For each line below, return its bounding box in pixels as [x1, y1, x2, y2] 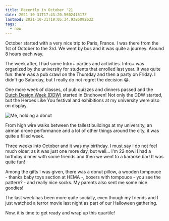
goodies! [5, 185, 24, 191]
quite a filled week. [5, 133, 44, 139]
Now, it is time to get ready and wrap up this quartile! [5, 210, 115, 216]
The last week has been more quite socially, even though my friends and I [5, 195, 158, 201]
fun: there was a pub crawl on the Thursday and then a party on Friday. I [5, 71, 156, 77]
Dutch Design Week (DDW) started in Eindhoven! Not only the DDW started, [5, 92, 163, 98]
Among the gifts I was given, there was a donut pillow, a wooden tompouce [5, 169, 161, 175]
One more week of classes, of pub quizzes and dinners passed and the [5, 86, 153, 93]
